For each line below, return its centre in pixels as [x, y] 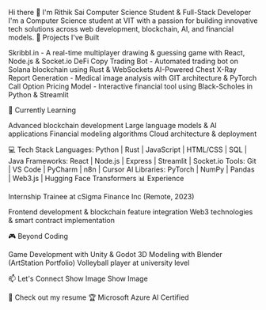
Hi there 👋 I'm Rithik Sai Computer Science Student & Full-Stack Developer [130, 12]
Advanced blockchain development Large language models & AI [113, 125]
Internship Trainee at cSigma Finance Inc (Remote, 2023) [101, 197]
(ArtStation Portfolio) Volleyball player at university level [99, 263]
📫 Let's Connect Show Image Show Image [78, 278]
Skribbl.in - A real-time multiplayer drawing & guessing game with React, [127, 53]
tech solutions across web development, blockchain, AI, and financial [121, 29]
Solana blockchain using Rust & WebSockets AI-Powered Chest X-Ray [123, 70]
